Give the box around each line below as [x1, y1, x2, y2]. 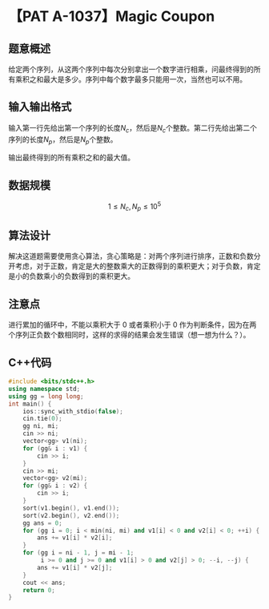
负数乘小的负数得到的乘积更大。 [29, 272, 134, 281]
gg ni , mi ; [22, 422, 59, 430]
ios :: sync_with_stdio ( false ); [22, 407, 124, 415]
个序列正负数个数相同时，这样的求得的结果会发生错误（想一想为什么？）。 [8, 330, 251, 340]
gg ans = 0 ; [22, 518, 62, 527]
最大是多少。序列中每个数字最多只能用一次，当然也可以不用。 [42, 75, 247, 84]
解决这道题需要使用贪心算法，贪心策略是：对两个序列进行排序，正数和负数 [8, 252, 254, 261]
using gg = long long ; [8, 392, 84, 401]
